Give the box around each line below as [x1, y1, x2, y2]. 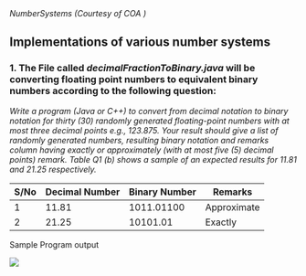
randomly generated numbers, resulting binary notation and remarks [9, 134, 269, 145]
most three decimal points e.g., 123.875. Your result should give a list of [9, 124, 279, 135]
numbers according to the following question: [9, 85, 216, 98]
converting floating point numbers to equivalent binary [9, 73, 259, 86]
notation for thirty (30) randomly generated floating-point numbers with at [9, 115, 290, 126]
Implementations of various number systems [9, 35, 271, 50]
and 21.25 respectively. [9, 164, 97, 175]
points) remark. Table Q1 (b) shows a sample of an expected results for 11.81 [9, 154, 297, 165]
